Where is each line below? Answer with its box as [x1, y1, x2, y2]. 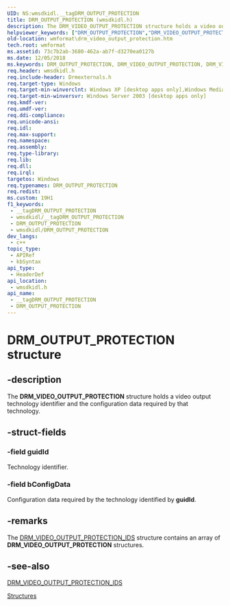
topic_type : [7, 246, 41, 253]
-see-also [7, 561, 50, 572]
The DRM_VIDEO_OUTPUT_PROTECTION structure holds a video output [7, 392, 212, 401]
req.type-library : [7, 150, 60, 157]
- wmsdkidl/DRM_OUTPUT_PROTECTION [10, 227, 109, 233]
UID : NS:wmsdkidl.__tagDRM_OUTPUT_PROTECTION [7, 10, 139, 17]
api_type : [7, 264, 36, 271]
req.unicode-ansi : [7, 118, 60, 125]
